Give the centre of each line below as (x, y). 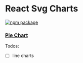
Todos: (12, 46)
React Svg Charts (41, 9)
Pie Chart (17, 35)
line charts (23, 56)
